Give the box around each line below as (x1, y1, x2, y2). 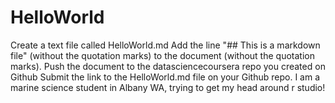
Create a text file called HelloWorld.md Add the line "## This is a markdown (10, 39, 321, 51)
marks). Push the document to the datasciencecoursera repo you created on (10, 60, 326, 72)
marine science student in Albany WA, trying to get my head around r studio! (10, 81, 326, 93)
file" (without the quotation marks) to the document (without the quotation (10, 49, 315, 61)
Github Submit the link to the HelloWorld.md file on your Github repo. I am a (10, 71, 321, 83)
